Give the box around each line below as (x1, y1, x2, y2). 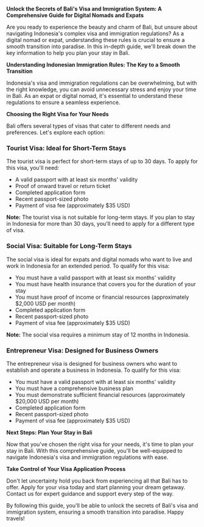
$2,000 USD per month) (15, 299, 76, 307)
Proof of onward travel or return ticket (15, 183, 111, 190)
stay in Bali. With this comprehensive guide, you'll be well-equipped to (6, 447, 183, 454)
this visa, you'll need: (6, 164, 60, 172)
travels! (6, 514, 26, 522)
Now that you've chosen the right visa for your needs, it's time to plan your (6, 441, 194, 448)
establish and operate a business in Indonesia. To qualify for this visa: (6, 366, 181, 374)
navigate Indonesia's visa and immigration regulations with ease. (6, 453, 169, 461)
